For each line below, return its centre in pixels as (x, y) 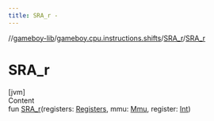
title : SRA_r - (33, 15)
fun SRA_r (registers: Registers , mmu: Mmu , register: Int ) (100, 108)
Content (21, 100)
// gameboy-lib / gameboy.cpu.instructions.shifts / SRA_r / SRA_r (107, 38)
